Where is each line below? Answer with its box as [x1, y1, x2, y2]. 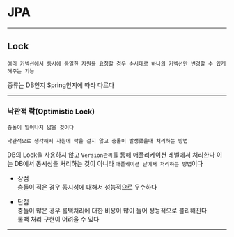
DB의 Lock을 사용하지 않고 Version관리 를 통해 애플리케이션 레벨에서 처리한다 [7, 151, 215, 159]
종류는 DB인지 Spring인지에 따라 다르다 [7, 81, 115, 89]
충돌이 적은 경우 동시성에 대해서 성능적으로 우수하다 [17, 183, 157, 192]
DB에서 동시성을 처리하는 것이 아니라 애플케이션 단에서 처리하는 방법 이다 [14, 160, 203, 168]
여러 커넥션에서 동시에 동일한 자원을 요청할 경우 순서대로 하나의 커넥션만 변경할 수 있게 [7, 60, 226, 67]
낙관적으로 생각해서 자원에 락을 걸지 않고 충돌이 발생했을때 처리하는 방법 [7, 137, 188, 145]
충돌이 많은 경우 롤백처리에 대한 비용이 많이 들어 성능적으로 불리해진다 [17, 206, 208, 215]
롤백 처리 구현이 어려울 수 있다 [17, 215, 100, 224]
